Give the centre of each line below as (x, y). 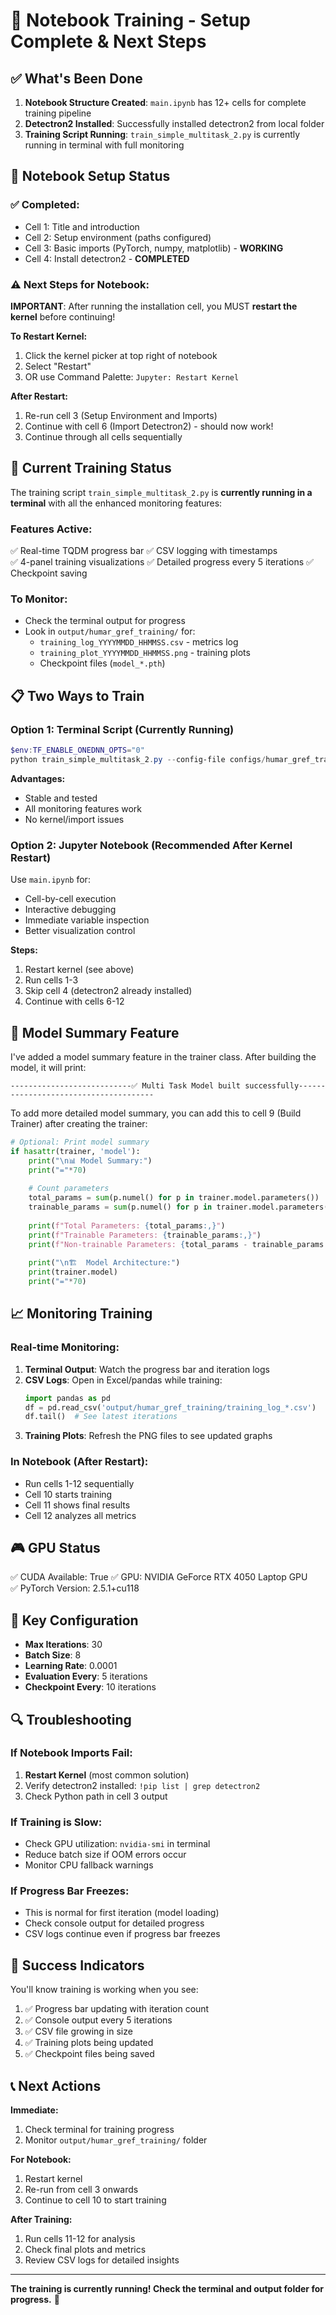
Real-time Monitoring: (65, 1347)
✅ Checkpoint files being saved (89, 2054)
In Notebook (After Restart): (79, 1462)
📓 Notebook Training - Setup (130, 20)
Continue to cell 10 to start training (95, 2200)
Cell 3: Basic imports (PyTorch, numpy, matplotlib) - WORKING (154, 248)
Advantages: (38, 778)
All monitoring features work (83, 808)
